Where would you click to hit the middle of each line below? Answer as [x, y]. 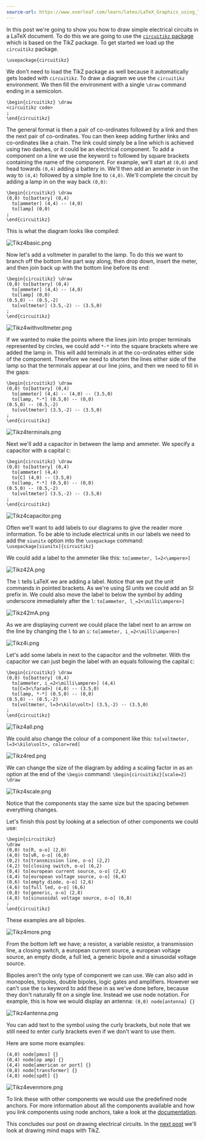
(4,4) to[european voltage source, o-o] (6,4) [67, 876]
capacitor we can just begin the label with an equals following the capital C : [101, 661]
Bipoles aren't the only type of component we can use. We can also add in [100, 975]
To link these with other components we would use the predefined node [97, 1099]
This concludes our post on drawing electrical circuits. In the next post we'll [101, 1123]
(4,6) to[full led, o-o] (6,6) [46, 887]
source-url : [21, 12]
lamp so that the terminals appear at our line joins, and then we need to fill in [103, 365]
